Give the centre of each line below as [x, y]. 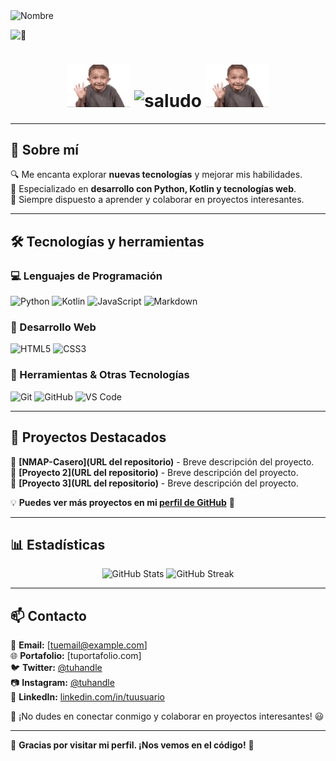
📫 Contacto [48, 615]
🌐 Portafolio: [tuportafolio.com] [76, 656]
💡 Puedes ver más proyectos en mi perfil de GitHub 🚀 [122, 502]
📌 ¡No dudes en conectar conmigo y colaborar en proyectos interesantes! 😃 [167, 716]
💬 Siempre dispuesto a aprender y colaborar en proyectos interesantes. [157, 200]
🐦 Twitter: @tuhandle [56, 668]
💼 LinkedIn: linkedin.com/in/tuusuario [87, 697]
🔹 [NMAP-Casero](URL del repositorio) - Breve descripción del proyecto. [162, 461]
